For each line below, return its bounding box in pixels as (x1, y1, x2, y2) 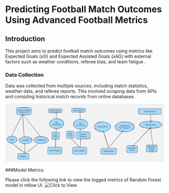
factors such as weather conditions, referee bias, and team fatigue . (5, 59, 146, 64)
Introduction (5, 34, 45, 43)
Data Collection (5, 71, 44, 78)
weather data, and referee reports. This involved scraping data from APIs (5, 88, 157, 94)
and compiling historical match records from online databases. (5, 94, 135, 100)
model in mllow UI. (5, 182, 44, 188)
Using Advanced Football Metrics (5, 14, 148, 26)
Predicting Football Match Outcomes (5, 4, 162, 15)
